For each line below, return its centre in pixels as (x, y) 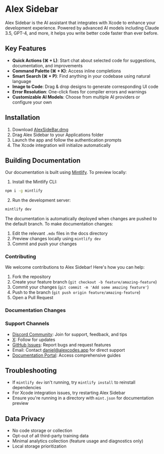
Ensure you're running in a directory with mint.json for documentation (83, 398)
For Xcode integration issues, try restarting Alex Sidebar (69, 393)
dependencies (27, 388)
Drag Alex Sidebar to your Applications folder (58, 135)
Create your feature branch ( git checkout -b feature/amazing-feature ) (84, 282)
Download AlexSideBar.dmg (40, 129)
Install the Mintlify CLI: (35, 182)
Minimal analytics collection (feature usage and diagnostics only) (78, 441)
